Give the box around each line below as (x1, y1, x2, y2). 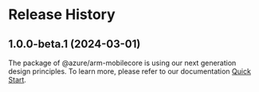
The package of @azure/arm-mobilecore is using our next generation (8, 58, 237, 67)
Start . (8, 75, 26, 84)
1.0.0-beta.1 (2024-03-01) (8, 37, 141, 51)
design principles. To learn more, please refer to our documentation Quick (8, 67, 251, 76)
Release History (8, 6, 116, 24)
